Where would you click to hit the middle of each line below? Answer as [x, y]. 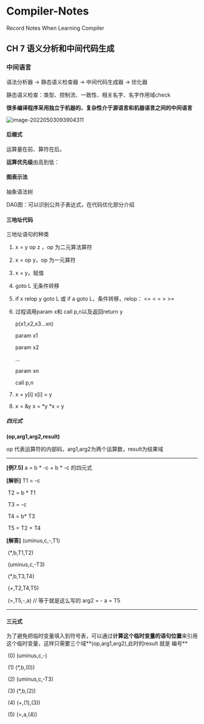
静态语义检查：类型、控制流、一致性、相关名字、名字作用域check [89, 95]
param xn [27, 371]
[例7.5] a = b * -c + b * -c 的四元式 [49, 468]
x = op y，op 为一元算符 [45, 260]
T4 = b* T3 [21, 516]
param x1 [26, 336]
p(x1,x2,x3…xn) [34, 324]
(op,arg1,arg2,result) [33, 437]
